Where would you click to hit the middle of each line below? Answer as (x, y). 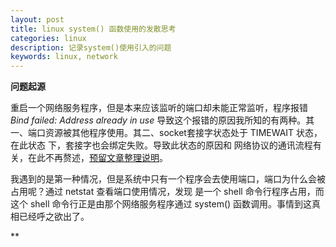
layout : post (37, 19)
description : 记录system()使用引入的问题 (91, 47)
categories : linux (48, 38)
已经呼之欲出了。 (54, 217)
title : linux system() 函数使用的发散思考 (93, 29)
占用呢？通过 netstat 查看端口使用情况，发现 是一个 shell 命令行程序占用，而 (167, 192)
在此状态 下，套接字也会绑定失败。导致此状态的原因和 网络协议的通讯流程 (161, 145)
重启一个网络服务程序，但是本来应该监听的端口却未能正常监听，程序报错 (159, 108)
